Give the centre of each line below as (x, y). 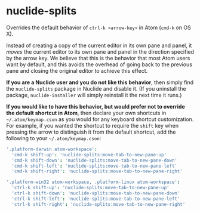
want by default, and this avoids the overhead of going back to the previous (99, 64)
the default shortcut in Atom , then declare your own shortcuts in (86, 113)
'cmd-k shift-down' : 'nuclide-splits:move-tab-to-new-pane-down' (95, 160)
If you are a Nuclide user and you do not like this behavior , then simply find (100, 82)
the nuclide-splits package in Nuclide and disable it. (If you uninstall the (96, 88)
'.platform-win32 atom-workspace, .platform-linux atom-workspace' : (93, 182)
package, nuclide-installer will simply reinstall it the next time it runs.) (94, 95)
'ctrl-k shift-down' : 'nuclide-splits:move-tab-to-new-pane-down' (96, 193)
